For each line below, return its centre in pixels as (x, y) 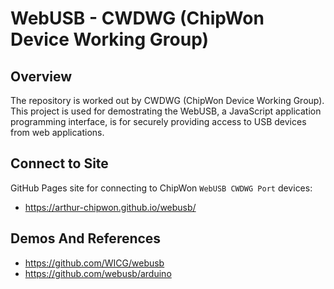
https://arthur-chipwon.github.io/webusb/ (110, 207)
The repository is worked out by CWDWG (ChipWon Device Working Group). (167, 100)
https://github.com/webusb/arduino (98, 273)
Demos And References (86, 238)
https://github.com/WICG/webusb (94, 263)
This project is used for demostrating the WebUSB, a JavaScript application (166, 111)
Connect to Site (59, 163)
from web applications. (57, 132)
